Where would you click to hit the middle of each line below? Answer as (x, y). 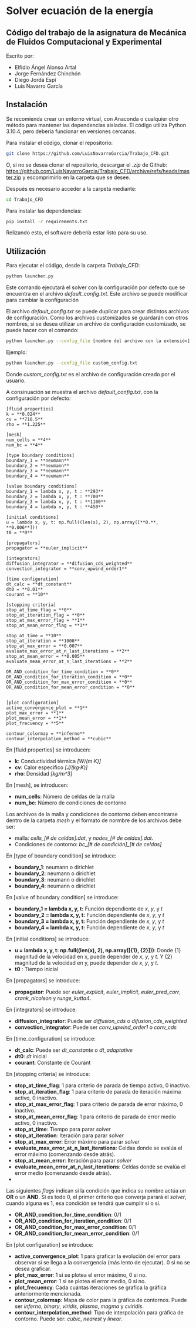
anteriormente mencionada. (48, 1293)
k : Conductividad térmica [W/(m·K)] (58, 761)
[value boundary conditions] (42, 486)
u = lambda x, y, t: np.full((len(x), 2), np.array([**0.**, (82, 522)
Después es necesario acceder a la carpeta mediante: (71, 188)
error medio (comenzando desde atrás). (63, 1173)
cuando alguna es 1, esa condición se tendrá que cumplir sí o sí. (83, 1203)
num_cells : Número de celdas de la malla (65, 796)
